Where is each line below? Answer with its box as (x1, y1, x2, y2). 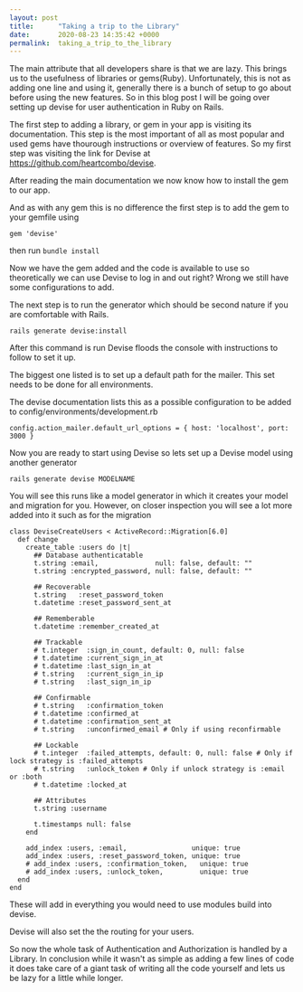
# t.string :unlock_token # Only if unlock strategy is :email (33, 765, 285, 774)
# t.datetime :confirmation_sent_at (33, 717, 172, 726)
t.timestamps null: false (33, 820, 131, 829)
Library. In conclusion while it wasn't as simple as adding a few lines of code (9, 953, 295, 964)
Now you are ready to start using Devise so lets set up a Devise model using (9, 448, 294, 458)
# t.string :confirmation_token (33, 702, 165, 711)
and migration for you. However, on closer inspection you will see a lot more (9, 500, 292, 511)
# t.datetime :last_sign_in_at (33, 662, 152, 671)
